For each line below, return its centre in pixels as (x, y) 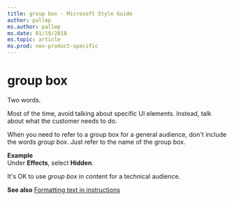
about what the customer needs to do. (62, 121)
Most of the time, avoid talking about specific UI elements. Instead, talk (109, 113)
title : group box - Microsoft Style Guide (70, 14)
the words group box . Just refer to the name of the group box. (96, 142)
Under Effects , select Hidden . (51, 163)
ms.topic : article (34, 40)
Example (20, 155)
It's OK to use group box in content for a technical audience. (94, 176)
